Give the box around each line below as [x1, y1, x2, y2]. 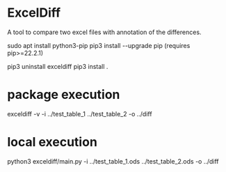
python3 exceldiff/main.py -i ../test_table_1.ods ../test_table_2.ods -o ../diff [7, 157, 219, 165]
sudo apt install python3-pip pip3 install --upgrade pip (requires [7, 41, 191, 49]
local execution [7, 134, 97, 150]
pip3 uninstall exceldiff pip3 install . [7, 62, 108, 70]
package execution [7, 87, 120, 102]
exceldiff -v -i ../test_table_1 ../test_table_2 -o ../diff [7, 109, 152, 118]
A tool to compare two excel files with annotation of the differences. [7, 28, 202, 36]
